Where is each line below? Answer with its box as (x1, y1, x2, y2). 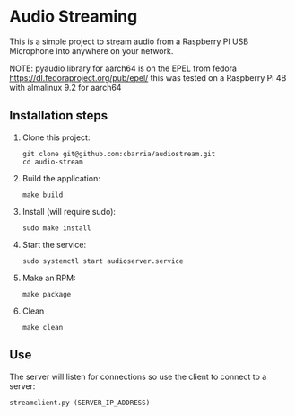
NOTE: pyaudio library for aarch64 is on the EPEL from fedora (9, 63, 238, 74)
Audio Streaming (9, 6, 138, 27)
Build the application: (22, 173, 100, 183)
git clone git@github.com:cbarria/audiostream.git (22, 149, 216, 158)
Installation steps (9, 108, 108, 123)
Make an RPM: (22, 272, 76, 283)
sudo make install (22, 223, 91, 233)
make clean (22, 323, 64, 332)
